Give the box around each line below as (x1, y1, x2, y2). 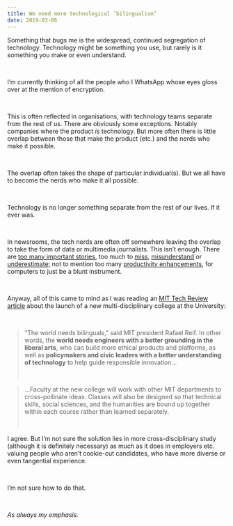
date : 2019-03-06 (7, 17, 58, 24)
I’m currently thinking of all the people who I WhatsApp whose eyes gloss (7, 77, 218, 86)
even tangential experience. (7, 456, 87, 465)
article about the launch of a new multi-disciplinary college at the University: (7, 301, 226, 310)
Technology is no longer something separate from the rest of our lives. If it (7, 203, 220, 211)
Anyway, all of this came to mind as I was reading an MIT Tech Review (7, 294, 209, 302)
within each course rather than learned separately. (24, 407, 169, 415)
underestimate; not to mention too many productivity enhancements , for (7, 259, 214, 268)
